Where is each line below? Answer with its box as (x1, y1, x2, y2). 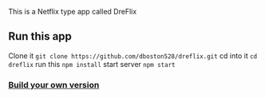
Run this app (8, 29, 72, 43)
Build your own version (8, 79, 100, 90)
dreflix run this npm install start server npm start (8, 59, 176, 69)
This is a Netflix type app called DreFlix (8, 7, 137, 16)
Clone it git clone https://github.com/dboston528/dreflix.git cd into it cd (8, 51, 258, 61)
